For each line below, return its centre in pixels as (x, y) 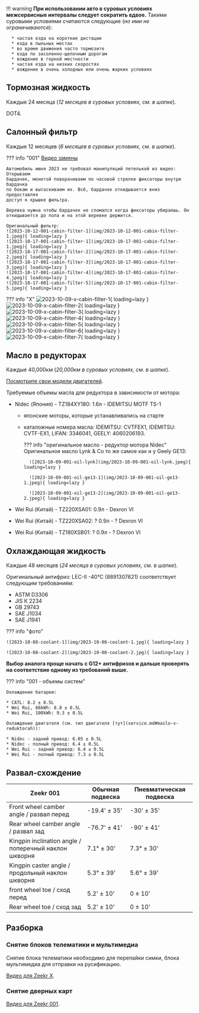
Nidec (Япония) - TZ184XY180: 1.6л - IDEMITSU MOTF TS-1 (88, 404)
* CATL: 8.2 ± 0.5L (30, 703)
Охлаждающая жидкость (56, 551)
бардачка (17, 184)
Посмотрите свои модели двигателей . (55, 381)
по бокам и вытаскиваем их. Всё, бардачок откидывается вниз (83, 189)
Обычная (105, 789)
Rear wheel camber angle (45, 824)
